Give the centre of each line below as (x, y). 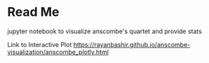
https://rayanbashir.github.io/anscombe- (132, 44)
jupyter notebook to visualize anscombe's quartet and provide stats (104, 31)
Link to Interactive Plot (40, 44)
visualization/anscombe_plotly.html (58, 52)
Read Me (33, 12)
